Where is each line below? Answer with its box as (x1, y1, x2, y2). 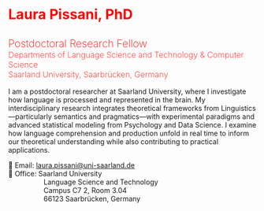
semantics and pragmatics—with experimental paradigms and (54, 112, 255, 121)
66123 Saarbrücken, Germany (43, 194, 141, 203)
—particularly (8, 112, 53, 121)
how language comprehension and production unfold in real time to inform (8, 128, 250, 138)
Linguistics (221, 103, 256, 113)
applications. (8, 145, 50, 154)
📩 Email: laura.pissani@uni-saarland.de (8, 160, 136, 170)
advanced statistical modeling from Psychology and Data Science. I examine (8, 120, 257, 129)
